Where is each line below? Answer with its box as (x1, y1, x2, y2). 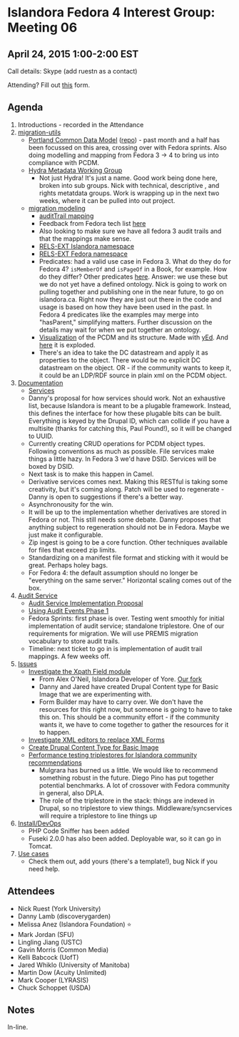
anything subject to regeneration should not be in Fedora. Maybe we (28, 522, 230, 531)
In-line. (7, 1023, 29, 1031)
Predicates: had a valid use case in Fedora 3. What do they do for (39, 257, 232, 265)
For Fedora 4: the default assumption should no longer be (28, 568, 198, 577)
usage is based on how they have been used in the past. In (39, 302, 213, 311)
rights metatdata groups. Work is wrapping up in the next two (39, 189, 220, 197)
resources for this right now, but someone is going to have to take (39, 705, 233, 713)
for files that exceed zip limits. (28, 545, 117, 554)
